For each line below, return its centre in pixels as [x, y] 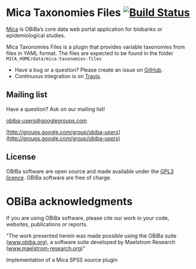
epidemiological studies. [36, 35]
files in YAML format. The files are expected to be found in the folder [90, 53]
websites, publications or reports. [47, 224]
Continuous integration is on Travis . [58, 76]
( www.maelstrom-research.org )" [46, 248]
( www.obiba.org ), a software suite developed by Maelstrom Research [91, 242]
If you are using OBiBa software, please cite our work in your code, [88, 218]
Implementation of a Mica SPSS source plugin [62, 260]
